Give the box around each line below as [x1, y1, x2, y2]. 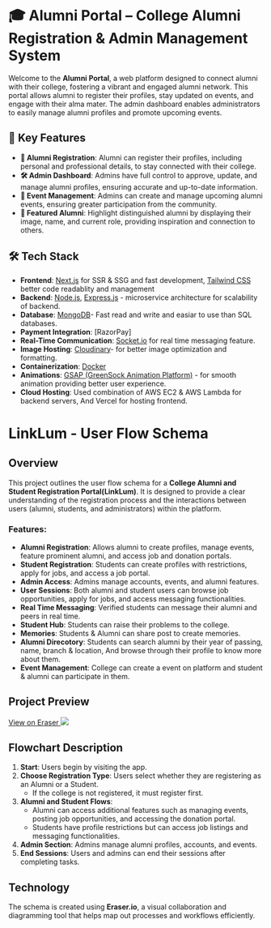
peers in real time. [19, 611, 81, 621]
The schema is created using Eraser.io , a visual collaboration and [8, 902, 227, 912]
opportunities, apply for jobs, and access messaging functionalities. [19, 593, 247, 604]
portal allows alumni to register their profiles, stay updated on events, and [8, 90, 254, 100]
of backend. [19, 301, 61, 310]
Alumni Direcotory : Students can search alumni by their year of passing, [19, 637, 263, 647]
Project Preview [8, 695, 90, 709]
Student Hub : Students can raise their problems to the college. [19, 619, 231, 629]
